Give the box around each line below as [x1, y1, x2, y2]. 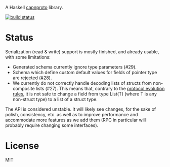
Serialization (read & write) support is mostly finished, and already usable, [5, 48, 159, 55]
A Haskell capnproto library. [5, 5, 63, 10]
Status [5, 32, 34, 44]
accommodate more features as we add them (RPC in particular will [5, 117, 146, 123]
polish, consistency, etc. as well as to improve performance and [5, 111, 138, 117]
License [5, 140, 39, 152]
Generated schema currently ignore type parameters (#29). [12, 63, 137, 70]
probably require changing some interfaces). [5, 122, 99, 128]
